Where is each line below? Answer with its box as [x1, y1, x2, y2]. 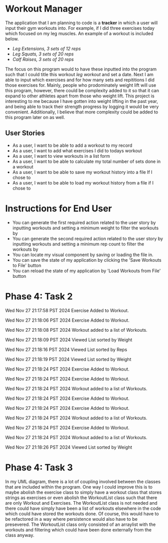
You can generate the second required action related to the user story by [12, 235, 163, 242]
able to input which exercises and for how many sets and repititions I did [5, 77, 154, 83]
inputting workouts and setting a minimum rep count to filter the [12, 240, 144, 247]
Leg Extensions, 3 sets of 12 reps [12, 45, 81, 51]
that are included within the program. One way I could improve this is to [5, 484, 153, 490]
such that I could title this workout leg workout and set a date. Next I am [5, 71, 154, 77]
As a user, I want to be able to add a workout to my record [12, 142, 132, 148]
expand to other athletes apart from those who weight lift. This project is [5, 93, 154, 99]
